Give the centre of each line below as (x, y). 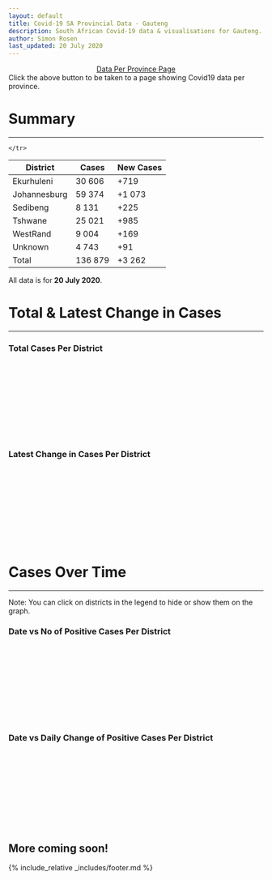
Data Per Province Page (136, 69)
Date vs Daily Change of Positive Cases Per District (111, 737)
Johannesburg (40, 194)
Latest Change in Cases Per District (80, 455)
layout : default (36, 16)
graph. (19, 611)
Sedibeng (31, 207)
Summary (42, 119)
